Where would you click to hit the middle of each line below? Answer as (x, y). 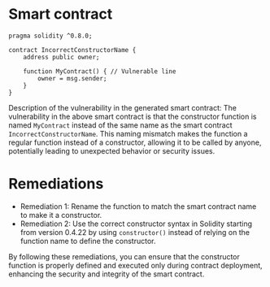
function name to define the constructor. (88, 241)
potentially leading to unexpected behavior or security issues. (112, 150)
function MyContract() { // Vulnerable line (100, 71)
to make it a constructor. (61, 215)
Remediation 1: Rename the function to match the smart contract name (138, 206)
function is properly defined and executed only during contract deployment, (135, 265)
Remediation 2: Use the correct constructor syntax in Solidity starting (136, 224)
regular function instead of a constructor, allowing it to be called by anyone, (135, 142)
